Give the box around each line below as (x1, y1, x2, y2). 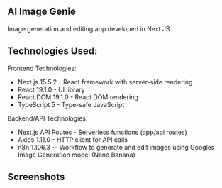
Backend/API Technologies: (7, 114, 88, 123)
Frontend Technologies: (7, 64, 77, 72)
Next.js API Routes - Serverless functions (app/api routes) (17, 128, 188, 136)
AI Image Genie (7, 6, 77, 18)
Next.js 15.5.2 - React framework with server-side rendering (17, 77, 193, 86)
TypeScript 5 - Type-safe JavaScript (17, 100, 125, 109)
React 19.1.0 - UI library (17, 85, 85, 94)
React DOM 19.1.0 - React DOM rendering (17, 92, 138, 101)
